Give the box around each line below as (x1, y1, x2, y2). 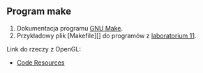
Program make (6, 6, 71, 17)
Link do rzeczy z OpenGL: (6, 44, 82, 53)
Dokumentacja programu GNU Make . (16, 24, 123, 32)
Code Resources (16, 58, 65, 67)
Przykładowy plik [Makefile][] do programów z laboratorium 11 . (16, 31, 197, 40)
